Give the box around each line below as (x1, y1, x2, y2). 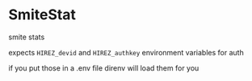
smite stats (8, 32, 45, 42)
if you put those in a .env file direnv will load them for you (8, 63, 199, 73)
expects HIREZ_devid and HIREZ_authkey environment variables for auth (8, 47, 244, 57)
